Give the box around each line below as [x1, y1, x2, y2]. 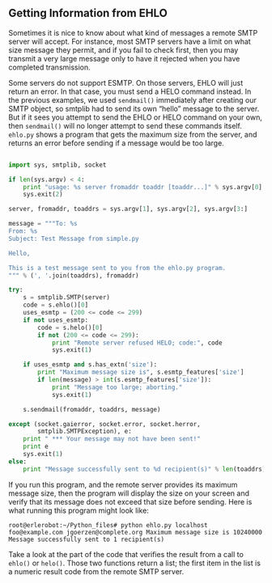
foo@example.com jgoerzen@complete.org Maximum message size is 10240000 [8, 528, 263, 536]
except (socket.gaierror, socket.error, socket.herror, [8, 420, 201, 428]
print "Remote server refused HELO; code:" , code [51, 339, 223, 347]
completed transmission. [8, 62, 91, 72]
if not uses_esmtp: [23, 315, 89, 324]
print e [23, 442, 49, 451]
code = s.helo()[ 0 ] [37, 323, 104, 332]
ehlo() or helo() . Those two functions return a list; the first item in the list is [8, 558, 261, 568]
